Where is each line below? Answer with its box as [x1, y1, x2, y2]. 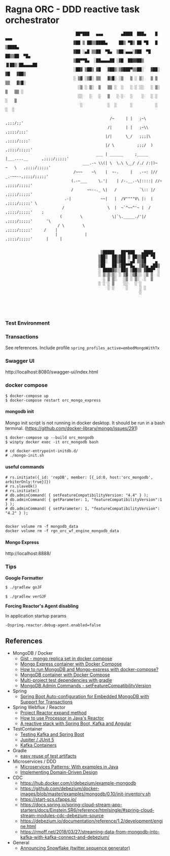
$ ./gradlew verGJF [5, 594, 47, 599]
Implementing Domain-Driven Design [20, 769, 98, 775]
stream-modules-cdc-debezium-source [20, 813, 104, 819]
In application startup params [5, 613, 67, 619]
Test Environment [5, 319, 50, 327]
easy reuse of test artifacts [20, 753, 77, 759]
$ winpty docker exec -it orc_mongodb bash [5, 439, 99, 444]
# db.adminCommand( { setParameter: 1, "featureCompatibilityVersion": [5, 506, 160, 512]
